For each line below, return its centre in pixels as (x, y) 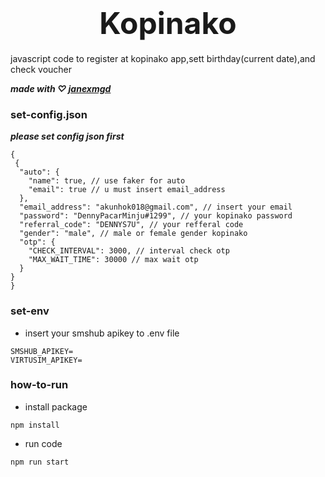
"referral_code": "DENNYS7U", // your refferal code (131, 225)
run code (43, 443)
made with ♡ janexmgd (61, 88)
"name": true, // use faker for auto (107, 181)
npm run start (40, 462)
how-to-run (39, 385)
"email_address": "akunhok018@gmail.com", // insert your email (156, 207)
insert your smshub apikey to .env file (102, 333)
